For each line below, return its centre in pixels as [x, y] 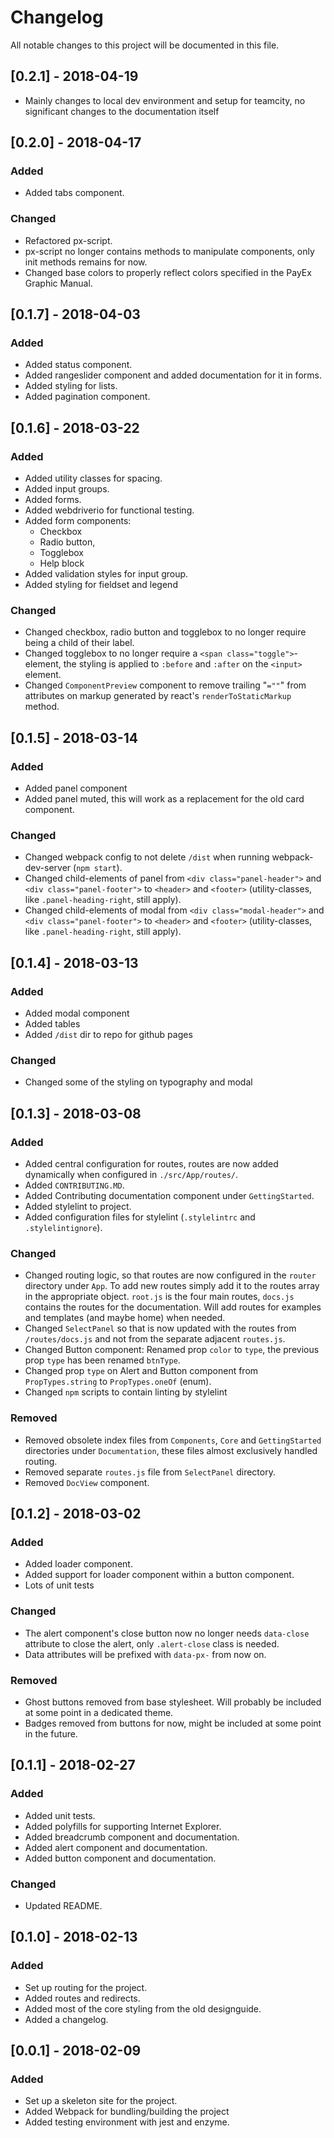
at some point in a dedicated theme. [99, 1712]
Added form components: [78, 521]
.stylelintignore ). [63, 1228]
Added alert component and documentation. [116, 1847]
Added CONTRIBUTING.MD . [74, 1185]
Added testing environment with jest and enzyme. [127, 2122]
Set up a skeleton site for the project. [101, 2101]
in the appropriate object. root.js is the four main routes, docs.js [159, 1297]
